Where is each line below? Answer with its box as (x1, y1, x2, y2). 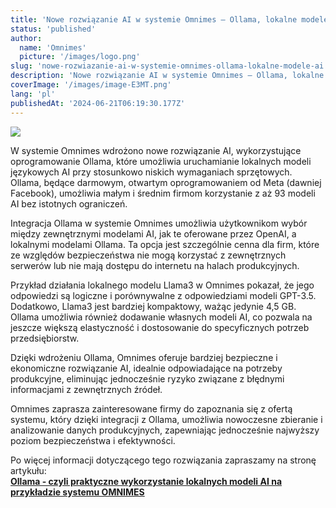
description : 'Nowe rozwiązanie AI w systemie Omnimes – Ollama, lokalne (10, 71, 325, 81)
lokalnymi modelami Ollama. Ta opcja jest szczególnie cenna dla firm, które (10, 238, 320, 250)
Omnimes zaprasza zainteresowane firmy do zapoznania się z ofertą (10, 402, 293, 415)
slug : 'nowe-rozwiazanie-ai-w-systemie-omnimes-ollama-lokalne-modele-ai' (10, 61, 329, 71)
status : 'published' (10, 24, 97, 34)
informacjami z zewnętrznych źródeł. (10, 383, 163, 395)
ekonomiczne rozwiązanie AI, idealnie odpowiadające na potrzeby (10, 362, 283, 374)
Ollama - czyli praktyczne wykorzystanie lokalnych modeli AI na (10, 475, 283, 487)
